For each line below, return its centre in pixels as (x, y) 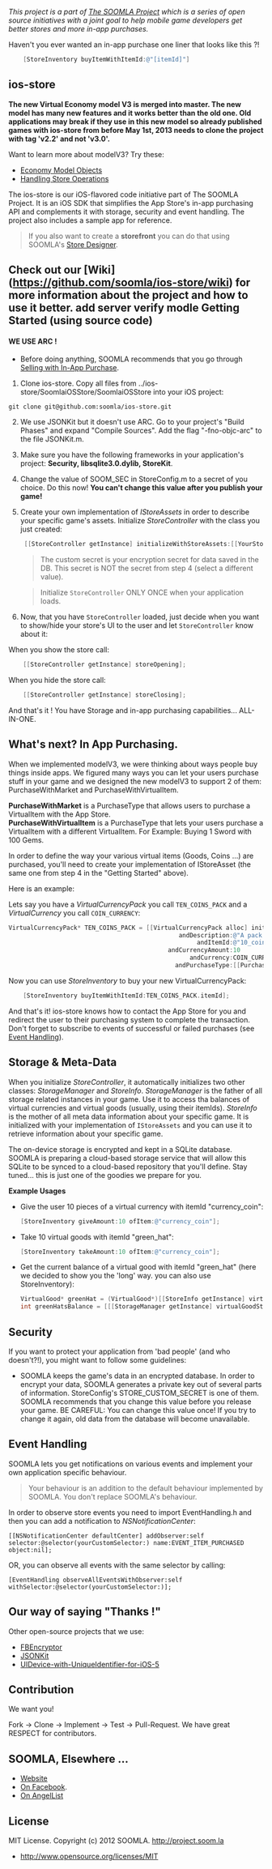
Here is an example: (42, 888)
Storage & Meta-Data (63, 1063)
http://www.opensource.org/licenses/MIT (89, 1856)
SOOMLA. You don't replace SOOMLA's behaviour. (113, 1496)
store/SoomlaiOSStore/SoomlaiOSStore (86, 392)
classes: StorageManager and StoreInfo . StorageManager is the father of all (136, 1090)
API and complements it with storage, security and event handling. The (127, 211)
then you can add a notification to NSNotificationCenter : (102, 1521)
